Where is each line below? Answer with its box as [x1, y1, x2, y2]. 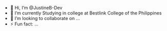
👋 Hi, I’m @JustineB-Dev [10, 5, 63, 10]
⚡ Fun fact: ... [10, 21, 39, 27]
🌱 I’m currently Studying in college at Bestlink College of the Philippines [10, 10, 162, 16]
